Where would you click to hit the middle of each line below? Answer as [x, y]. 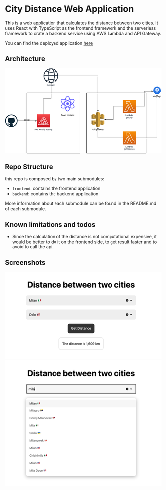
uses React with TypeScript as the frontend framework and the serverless [81, 28]
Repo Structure [29, 167]
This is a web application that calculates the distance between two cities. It [82, 23]
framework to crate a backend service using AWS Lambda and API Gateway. [83, 33]
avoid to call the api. [33, 247]
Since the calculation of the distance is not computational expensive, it [84, 237]
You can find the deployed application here [49, 43]
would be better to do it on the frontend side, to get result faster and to [84, 242]
